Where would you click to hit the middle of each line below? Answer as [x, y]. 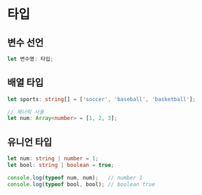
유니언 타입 [30, 142]
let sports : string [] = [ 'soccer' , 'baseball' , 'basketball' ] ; [102, 99]
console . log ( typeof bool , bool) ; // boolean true [81, 184]
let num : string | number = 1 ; [53, 159]
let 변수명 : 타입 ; [31, 59]
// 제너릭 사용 [26, 112]
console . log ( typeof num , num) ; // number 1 [75, 177]
